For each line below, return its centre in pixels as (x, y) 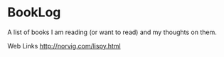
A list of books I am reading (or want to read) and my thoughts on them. (112, 32)
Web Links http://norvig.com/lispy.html (64, 46)
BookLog (34, 12)
